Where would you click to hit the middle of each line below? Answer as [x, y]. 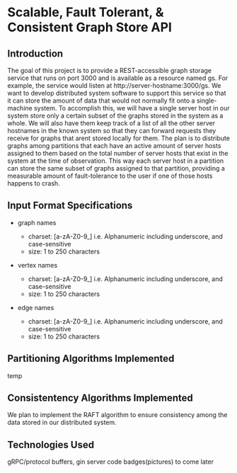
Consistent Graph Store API [89, 27]
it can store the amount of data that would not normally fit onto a [101, 101]
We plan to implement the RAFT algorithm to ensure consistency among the [117, 415]
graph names [37, 222]
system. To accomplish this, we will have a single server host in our [132, 108]
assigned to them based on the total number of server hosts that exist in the [118, 153]
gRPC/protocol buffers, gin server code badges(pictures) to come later [111, 462]
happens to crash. [34, 183]
